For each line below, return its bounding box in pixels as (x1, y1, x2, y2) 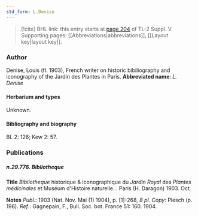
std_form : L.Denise (6, 8, 55, 15)
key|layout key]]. (20, 38, 62, 45)
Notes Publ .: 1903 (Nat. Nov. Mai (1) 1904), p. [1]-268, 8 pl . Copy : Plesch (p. (6, 196, 193, 204)
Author (6, 53, 28, 61)
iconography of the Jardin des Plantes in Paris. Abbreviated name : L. (6, 73, 178, 80)
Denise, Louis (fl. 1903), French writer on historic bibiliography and (6, 67, 170, 74)
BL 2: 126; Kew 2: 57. (6, 133, 57, 141)
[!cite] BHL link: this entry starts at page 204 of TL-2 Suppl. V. (20, 25, 173, 32)
